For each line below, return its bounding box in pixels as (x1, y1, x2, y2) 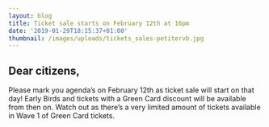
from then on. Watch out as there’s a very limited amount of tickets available (8, 102, 261, 113)
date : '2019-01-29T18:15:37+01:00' (8, 27, 128, 35)
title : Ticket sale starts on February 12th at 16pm (8, 19, 190, 27)
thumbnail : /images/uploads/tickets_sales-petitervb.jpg (8, 34, 204, 43)
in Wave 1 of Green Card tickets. (8, 111, 116, 121)
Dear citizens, (8, 63, 80, 77)
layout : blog (8, 11, 53, 20)
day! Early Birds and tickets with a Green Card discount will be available (8, 94, 246, 104)
